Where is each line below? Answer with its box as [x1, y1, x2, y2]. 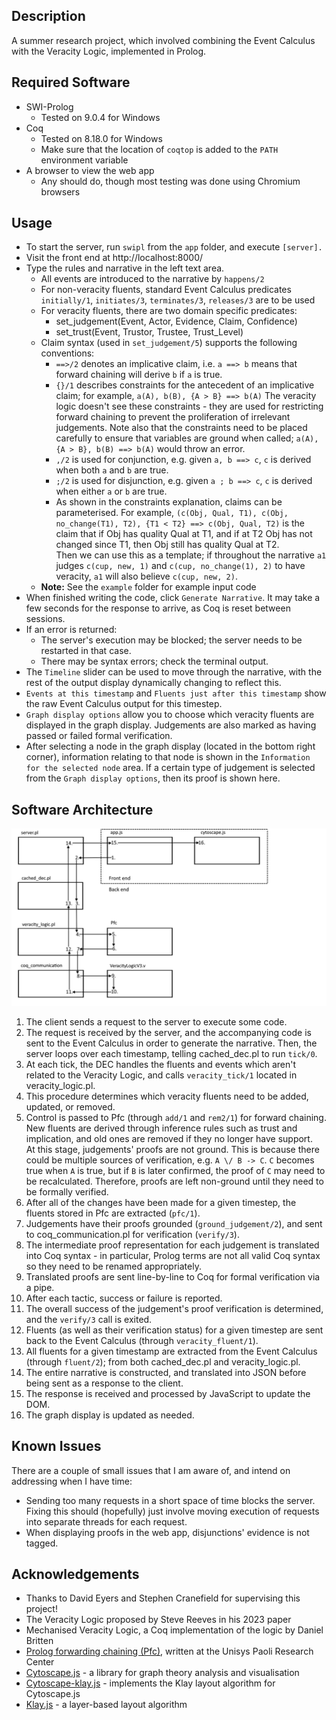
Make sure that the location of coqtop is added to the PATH [40, 143, 279, 155]
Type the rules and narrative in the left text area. [25, 262, 225, 274]
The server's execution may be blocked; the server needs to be [40, 634, 303, 646]
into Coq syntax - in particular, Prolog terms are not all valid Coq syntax [25, 1249, 321, 1261]
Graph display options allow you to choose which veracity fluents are [25, 709, 315, 721]
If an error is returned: [25, 624, 118, 636]
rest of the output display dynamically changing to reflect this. [25, 677, 282, 689]
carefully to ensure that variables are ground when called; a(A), [55, 432, 319, 444]
